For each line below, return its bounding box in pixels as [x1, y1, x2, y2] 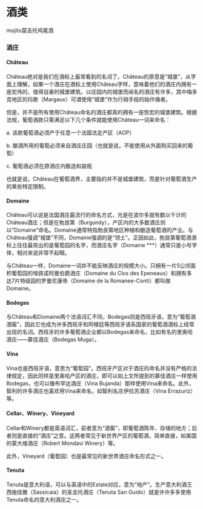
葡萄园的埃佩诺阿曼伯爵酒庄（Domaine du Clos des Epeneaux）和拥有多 [11, 270, 193, 277]
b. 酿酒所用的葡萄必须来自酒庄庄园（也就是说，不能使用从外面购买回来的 [6, 142, 188, 149]
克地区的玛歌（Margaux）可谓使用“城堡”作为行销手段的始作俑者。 [6, 96, 171, 103]
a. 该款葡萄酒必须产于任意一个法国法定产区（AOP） [6, 129, 135, 136]
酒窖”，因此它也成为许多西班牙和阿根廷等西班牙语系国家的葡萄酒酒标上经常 [6, 321, 195, 328]
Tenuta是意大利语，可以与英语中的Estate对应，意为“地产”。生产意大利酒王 [6, 481, 193, 488]
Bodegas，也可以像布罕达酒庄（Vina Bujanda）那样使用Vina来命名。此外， [6, 379, 195, 387]
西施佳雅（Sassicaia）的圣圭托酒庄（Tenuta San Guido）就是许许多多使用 [6, 488, 191, 496]
